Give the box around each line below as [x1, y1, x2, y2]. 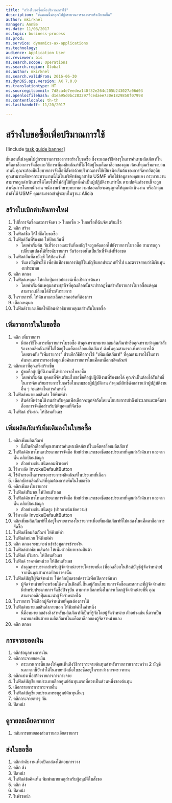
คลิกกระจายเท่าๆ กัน [13, 695, 47, 702]
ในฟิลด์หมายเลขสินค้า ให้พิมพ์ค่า [13, 391, 67, 397]
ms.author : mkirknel [6, 69, 50, 75]
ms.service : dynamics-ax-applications [6, 41, 88, 46]
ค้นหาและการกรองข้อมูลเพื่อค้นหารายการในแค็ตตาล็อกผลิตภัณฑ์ [20, 357, 127, 363]
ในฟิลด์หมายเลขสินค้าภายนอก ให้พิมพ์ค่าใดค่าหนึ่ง [13, 603, 96, 610]
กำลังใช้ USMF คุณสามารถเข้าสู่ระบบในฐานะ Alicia [6, 190, 93, 197]
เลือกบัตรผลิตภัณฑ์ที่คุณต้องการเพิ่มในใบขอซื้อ [13, 477, 90, 483]
